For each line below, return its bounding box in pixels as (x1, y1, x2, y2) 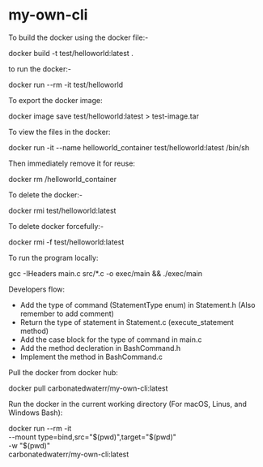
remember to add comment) (19, 309, 115, 318)
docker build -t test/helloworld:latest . (8, 48, 134, 58)
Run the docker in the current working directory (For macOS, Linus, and (8, 399, 247, 409)
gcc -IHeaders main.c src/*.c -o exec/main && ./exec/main (8, 268, 203, 278)
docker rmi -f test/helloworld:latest (8, 237, 125, 247)
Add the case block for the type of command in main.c (19, 335, 202, 344)
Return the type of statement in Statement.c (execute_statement (19, 317, 235, 326)
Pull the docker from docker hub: (8, 367, 119, 377)
